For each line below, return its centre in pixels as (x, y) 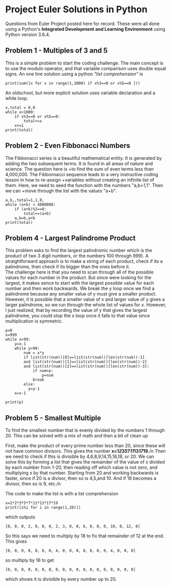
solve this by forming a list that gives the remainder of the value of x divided (85, 462)
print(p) (15, 402)
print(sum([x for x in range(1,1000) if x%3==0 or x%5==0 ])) (73, 83)
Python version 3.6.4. (28, 34)
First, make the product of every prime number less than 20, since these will (86, 446)
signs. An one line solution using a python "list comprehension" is (74, 74)
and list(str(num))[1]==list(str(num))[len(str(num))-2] (85, 362)
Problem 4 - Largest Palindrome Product (71, 238)
